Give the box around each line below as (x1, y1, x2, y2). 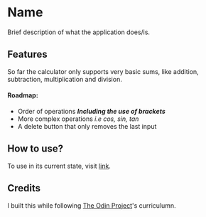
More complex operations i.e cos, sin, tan (17, 115, 139, 123)
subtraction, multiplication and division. (7, 75, 122, 83)
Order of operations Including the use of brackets (17, 107, 166, 115)
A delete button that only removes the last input (17, 122, 157, 130)
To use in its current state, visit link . (7, 162, 112, 170)
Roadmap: (7, 91, 39, 100)
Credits (7, 182, 41, 194)
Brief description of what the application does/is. (7, 28, 151, 36)
